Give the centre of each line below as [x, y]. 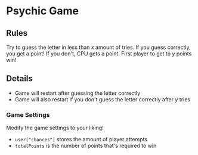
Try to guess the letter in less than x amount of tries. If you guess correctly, [98, 47]
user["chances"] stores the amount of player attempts [81, 139]
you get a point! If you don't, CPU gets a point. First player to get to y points [99, 54]
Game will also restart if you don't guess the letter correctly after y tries [103, 99]
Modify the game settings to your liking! [55, 128]
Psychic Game [43, 11]
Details [19, 79]
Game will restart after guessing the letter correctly [78, 93]
